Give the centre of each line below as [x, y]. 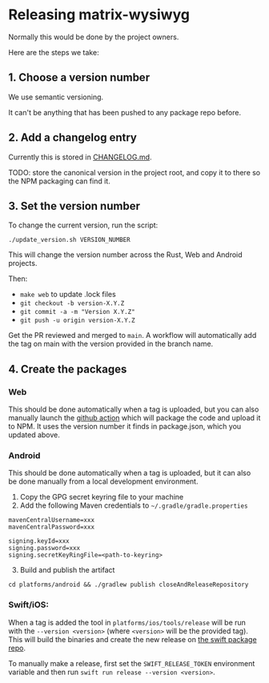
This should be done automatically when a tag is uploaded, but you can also [134, 409]
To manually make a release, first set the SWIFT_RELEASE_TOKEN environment [132, 663]
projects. [23, 263]
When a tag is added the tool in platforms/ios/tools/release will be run [127, 622]
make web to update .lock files [68, 295]
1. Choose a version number [79, 78]
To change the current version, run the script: [83, 225]
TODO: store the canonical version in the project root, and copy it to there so [134, 172]
